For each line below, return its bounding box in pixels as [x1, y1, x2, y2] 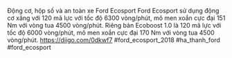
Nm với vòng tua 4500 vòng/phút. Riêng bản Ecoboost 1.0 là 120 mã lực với [7, 21, 222, 29]
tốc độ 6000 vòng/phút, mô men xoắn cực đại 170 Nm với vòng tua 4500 [7, 28, 215, 37]
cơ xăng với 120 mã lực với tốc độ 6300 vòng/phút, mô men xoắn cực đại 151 [7, 14, 226, 22]
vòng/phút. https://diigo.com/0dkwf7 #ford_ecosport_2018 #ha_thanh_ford [7, 36, 220, 44]
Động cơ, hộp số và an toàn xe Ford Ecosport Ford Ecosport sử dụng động [7, 7, 220, 14]
